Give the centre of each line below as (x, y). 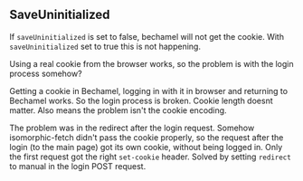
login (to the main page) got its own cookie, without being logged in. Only (146, 147)
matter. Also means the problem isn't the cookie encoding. (118, 110)
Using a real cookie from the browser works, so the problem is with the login (151, 63)
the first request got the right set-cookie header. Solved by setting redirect (150, 157)
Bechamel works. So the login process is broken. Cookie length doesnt (141, 100)
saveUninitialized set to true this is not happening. (105, 46)
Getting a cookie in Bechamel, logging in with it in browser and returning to (148, 90)
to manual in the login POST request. (78, 166)
